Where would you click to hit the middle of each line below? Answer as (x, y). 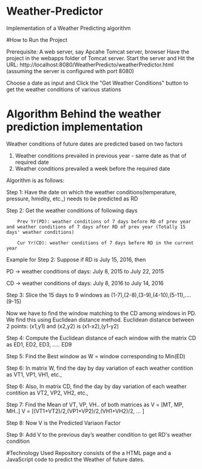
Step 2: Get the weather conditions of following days (72, 210)
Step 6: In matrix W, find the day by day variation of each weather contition (100, 368)
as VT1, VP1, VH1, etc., (34, 374)
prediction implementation (75, 127)
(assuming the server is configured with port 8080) (70, 71)
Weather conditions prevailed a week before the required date (93, 168)
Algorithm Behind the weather (84, 114)
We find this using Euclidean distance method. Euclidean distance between (100, 319)
